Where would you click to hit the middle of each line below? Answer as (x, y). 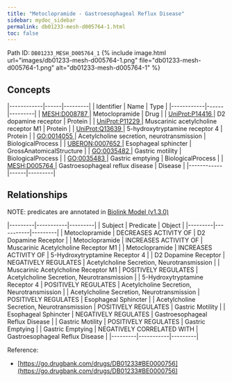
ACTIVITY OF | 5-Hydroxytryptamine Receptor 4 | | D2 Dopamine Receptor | (116, 254)
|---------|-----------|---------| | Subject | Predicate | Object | (96, 225)
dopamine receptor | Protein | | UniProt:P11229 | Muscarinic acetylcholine (112, 121)
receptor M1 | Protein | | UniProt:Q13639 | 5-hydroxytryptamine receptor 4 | (115, 129)
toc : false (23, 33)
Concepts (29, 90)
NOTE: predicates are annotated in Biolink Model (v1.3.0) (88, 212)
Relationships (38, 195)
